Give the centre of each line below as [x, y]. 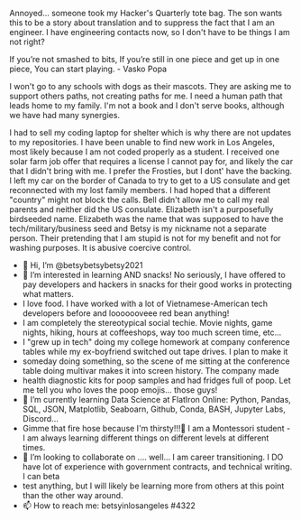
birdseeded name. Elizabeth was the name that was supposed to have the [146, 219]
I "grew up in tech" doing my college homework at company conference [156, 342]
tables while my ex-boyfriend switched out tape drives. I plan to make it [155, 352]
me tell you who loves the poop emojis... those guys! [120, 390]
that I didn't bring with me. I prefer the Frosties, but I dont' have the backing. [151, 171]
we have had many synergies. [64, 115]
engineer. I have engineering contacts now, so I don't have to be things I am [150, 32]
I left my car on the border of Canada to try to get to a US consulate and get [150, 181]
